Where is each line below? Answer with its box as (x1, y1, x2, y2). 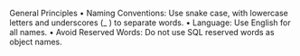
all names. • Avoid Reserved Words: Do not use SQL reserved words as (9, 27, 275, 37)
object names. (9, 36, 63, 47)
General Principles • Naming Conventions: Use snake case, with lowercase (9, 8, 289, 18)
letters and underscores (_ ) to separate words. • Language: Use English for (9, 17, 291, 28)
